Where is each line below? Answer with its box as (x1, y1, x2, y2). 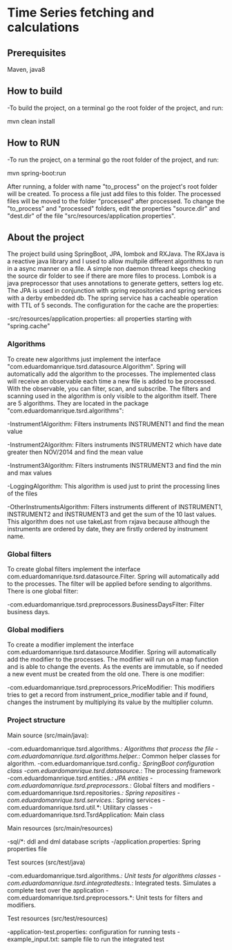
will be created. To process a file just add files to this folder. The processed (7, 189, 221, 198)
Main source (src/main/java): (7, 731, 89, 739)
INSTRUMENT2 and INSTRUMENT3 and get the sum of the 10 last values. (7, 510, 217, 518)
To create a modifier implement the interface (7, 640, 135, 649)
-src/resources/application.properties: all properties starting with (7, 314, 192, 323)
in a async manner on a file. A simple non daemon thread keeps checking (7, 265, 216, 273)
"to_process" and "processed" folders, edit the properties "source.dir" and (7, 204, 220, 212)
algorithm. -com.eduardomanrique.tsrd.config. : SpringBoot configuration (7, 759, 215, 768)
